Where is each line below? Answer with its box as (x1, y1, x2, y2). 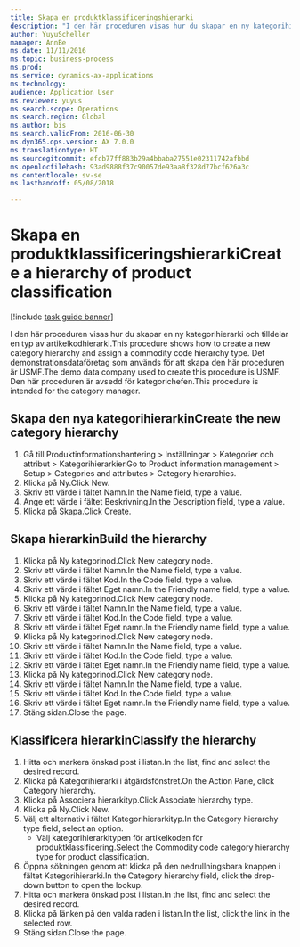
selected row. (22, 918, 73, 928)
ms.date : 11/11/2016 (10, 46, 87, 55)
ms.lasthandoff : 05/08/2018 (10, 179, 115, 188)
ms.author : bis (10, 121, 67, 130)
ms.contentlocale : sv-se (10, 170, 102, 179)
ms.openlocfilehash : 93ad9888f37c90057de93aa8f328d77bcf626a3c (10, 162, 250, 171)
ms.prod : (10, 63, 43, 72)
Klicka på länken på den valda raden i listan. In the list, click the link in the (22, 908, 290, 918)
